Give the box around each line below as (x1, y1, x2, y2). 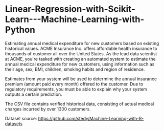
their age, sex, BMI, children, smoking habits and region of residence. (5, 66, 145, 72)
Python (5, 24, 35, 35)
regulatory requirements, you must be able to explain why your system (5, 86, 147, 92)
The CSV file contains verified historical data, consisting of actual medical (5, 101, 154, 107)
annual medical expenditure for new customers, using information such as (5, 61, 155, 67)
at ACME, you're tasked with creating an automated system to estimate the (5, 56, 156, 62)
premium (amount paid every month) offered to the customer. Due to (5, 81, 143, 87)
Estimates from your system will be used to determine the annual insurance (5, 76, 157, 82)
